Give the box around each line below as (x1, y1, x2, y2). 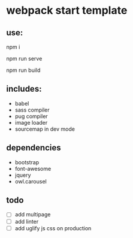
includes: (6, 84, 42, 94)
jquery (14, 171, 31, 179)
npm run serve (6, 55, 43, 62)
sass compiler (14, 106, 50, 113)
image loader (14, 119, 48, 126)
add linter (14, 218, 39, 225)
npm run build (6, 67, 41, 74)
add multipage (14, 211, 51, 218)
